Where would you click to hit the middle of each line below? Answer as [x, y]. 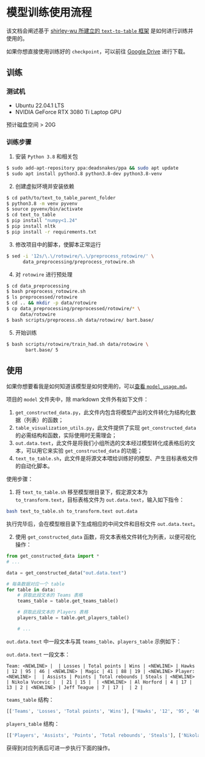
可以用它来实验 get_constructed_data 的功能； [84, 451]
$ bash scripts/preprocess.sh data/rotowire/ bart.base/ [80, 320]
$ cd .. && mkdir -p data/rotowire [52, 303]
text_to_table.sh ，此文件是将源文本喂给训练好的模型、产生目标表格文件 [106, 458]
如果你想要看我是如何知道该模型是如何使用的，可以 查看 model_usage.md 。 [99, 386]
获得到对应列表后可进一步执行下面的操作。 [60, 748]
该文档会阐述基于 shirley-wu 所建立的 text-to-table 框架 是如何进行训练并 [100, 31]
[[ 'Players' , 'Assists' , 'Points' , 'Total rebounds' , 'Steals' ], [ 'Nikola [103, 735]
